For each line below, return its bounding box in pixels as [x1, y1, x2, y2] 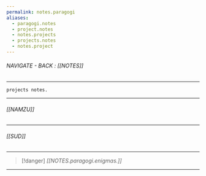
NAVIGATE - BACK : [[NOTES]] [6, 62, 84, 69]
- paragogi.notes [12, 20, 56, 26]
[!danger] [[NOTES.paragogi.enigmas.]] [21, 157, 122, 164]
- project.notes [12, 26, 53, 33]
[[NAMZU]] [6, 105, 35, 113]
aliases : [6, 15, 29, 21]
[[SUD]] [6, 132, 26, 140]
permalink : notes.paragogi [6, 9, 75, 15]
